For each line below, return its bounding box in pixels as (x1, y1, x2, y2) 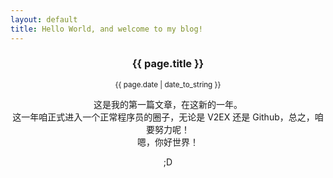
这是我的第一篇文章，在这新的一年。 (93, 98, 243, 110)
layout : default (10, 14, 78, 25)
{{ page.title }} (131, 57, 205, 71)
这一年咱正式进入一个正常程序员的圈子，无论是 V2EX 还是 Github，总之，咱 (12, 111, 324, 123)
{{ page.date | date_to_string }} (114, 79, 222, 90)
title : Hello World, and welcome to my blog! (10, 24, 203, 34)
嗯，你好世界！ (137, 136, 199, 148)
